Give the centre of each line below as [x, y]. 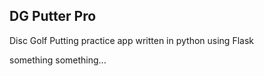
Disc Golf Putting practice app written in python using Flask [131, 40]
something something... [58, 60]
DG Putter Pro [53, 16]
